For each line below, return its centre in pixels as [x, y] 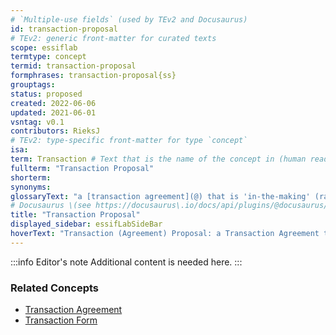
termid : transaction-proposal [73, 66]
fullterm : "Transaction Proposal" [82, 168]
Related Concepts [55, 288]
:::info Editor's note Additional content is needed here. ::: [126, 262]
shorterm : [31, 177]
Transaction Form [61, 320]
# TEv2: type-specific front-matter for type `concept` [129, 141]
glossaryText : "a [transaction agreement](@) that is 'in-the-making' [160, 196]
